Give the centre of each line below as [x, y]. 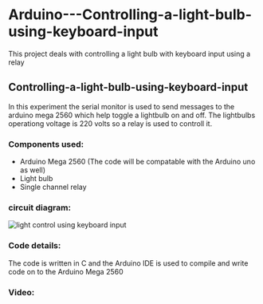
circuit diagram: [40, 207]
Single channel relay [53, 187]
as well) [33, 170]
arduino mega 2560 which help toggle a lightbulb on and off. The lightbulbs [132, 115]
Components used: [46, 144]
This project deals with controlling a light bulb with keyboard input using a [130, 53]
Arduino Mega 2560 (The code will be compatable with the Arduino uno [137, 162]
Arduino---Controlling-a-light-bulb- [130, 15]
